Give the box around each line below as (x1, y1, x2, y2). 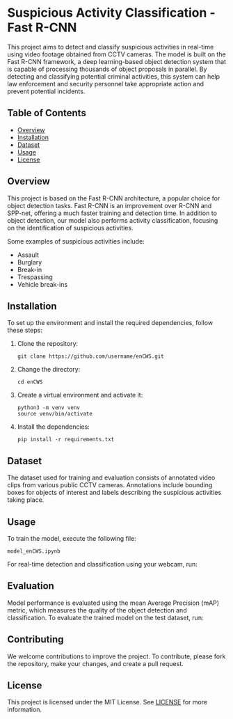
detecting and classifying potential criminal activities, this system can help (7, 72, 220, 81)
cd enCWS (17, 379, 43, 386)
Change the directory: (17, 365, 81, 374)
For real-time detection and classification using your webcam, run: (7, 560, 198, 568)
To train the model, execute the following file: (7, 535, 137, 542)
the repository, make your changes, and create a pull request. (7, 659, 184, 667)
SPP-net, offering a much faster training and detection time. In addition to (7, 209, 218, 217)
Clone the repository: (17, 340, 79, 348)
